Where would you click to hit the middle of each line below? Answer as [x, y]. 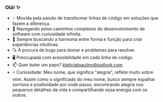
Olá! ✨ [13, 7]
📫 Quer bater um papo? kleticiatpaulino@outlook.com [67, 65]
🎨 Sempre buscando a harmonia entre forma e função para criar [77, 39]
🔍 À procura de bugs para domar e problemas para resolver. [74, 50]
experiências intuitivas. [35, 45]
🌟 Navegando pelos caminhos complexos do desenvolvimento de [79, 29]
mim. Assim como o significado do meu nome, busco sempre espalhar [84, 79]
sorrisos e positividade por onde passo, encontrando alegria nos [78, 85]
